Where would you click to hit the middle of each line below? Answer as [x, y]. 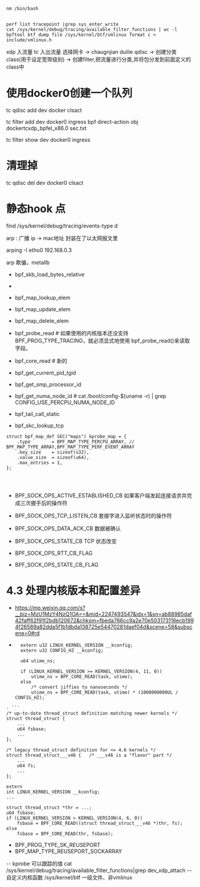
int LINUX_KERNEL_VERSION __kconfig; [53, 792]
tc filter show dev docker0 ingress [48, 139]
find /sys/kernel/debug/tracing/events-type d [62, 226]
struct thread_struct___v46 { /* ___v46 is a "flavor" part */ [89, 755]
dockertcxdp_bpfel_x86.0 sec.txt [46, 128]
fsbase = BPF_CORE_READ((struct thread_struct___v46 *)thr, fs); [100, 823]
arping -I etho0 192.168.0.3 [39, 250]
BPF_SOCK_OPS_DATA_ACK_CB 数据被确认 [68, 528]
